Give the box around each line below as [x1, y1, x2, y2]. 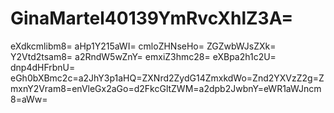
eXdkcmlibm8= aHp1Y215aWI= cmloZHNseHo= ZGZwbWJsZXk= [10, 40, 277, 52]
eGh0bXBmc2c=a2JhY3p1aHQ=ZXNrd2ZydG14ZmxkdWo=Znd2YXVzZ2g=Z [10, 72, 325, 84]
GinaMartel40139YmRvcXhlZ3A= [10, 7, 294, 30]
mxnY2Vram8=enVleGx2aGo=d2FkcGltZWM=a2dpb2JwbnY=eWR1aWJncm [10, 82, 322, 94]
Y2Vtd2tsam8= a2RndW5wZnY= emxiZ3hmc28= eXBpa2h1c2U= [10, 50, 277, 62]
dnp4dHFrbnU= [10, 61, 76, 73]
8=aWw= [10, 93, 48, 105]
